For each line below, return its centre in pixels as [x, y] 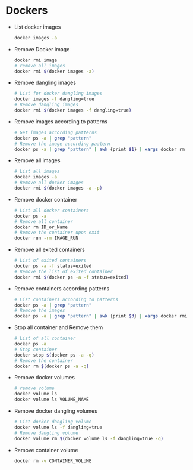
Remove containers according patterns [62, 288]
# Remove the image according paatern [62, 144]
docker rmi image [36, 60]
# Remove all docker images [49, 183]
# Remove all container [44, 221]
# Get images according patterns [56, 132]
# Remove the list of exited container [64, 271]
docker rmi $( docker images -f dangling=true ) [73, 110]
